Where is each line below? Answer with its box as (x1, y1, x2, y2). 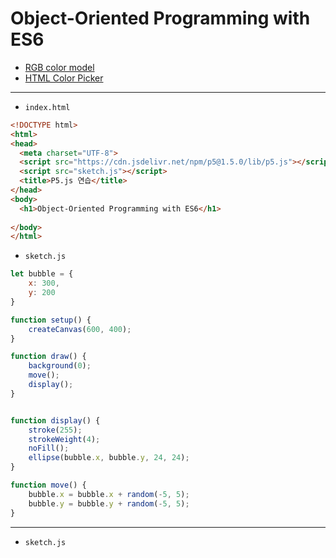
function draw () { (10, 352, 87, 362)
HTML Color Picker (24, 72, 104, 84)
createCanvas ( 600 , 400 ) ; (28, 324, 132, 334)
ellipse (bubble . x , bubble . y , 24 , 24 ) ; (28, 453, 190, 463)
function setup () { (10, 315, 92, 325)
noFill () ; (28, 443, 70, 454)
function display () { (10, 415, 101, 426)
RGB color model (24, 61, 95, 73)
